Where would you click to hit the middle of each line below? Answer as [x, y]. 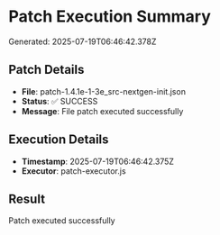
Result [27, 199]
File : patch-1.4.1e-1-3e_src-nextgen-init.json [104, 91]
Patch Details [46, 70]
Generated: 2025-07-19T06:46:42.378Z [82, 41]
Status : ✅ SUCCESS [60, 101]
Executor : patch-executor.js [74, 171]
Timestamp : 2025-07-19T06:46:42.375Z [98, 161]
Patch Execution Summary [110, 17]
